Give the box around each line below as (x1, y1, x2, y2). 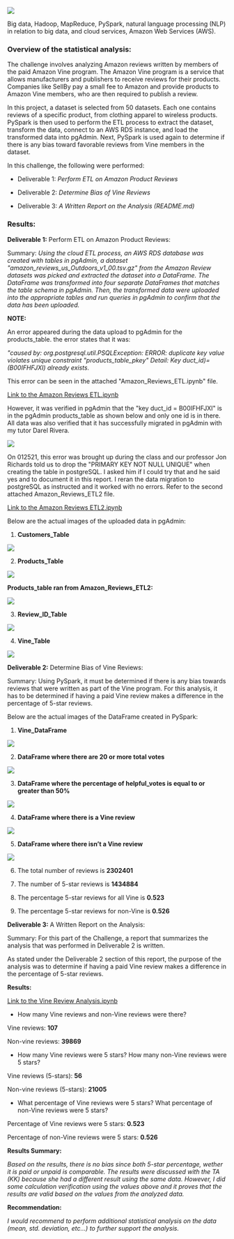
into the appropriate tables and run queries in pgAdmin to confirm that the (7, 293, 221, 301)
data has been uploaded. (7, 301, 80, 309)
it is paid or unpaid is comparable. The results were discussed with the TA (7, 1167, 221, 1176)
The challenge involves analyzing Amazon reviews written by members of (7, 60, 219, 69)
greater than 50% (17, 786, 70, 795)
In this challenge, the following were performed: (7, 161, 145, 170)
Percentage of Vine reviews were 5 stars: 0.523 (7, 1119, 145, 1127)
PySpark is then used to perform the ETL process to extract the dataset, (7, 119, 214, 127)
